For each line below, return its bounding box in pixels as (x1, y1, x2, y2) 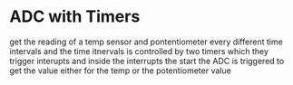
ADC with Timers (9, 6, 141, 27)
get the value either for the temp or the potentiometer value (9, 65, 231, 76)
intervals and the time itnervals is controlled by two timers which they (9, 45, 269, 56)
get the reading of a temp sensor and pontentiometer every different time (9, 36, 283, 47)
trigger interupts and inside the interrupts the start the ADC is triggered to (9, 55, 285, 66)
